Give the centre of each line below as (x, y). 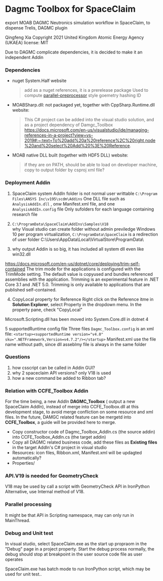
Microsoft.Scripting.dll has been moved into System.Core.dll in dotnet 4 (77, 319)
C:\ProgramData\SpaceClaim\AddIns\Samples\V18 (60, 224)
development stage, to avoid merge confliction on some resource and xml (79, 412)
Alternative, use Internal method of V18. (45, 492)
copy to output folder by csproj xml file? (64, 170)
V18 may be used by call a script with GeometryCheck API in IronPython (77, 486)
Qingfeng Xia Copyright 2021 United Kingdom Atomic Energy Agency (74, 37)
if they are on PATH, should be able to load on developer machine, (91, 165)
